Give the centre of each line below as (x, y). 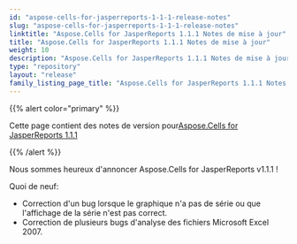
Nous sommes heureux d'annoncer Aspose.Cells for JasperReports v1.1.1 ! (144, 169)
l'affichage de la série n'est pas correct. (95, 212)
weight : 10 (29, 50)
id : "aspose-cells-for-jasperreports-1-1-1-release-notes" (120, 17)
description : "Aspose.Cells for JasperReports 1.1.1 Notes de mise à (140, 58)
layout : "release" (43, 75)
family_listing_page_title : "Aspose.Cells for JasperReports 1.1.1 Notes (148, 83)
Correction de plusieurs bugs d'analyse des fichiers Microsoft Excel (145, 222)
